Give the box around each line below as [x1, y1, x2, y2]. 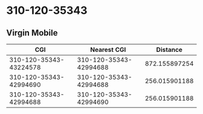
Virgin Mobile [6, 28, 58, 38]
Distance [156, 46, 183, 54]
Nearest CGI [90, 46, 126, 54]
